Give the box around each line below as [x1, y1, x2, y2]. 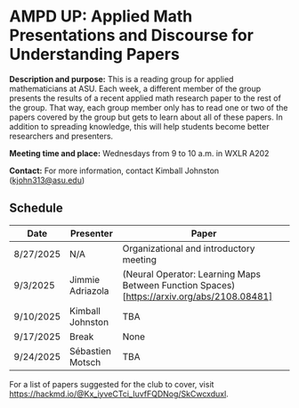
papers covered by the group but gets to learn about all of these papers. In [9, 112, 283, 122]
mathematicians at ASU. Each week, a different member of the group [9, 83, 261, 94]
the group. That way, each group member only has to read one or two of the [9, 102, 288, 112]
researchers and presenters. [9, 130, 114, 141]
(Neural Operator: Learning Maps [122, 268, 261, 280]
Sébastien [69, 345, 112, 357]
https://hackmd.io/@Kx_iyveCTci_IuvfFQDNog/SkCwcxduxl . [9, 388, 229, 399]
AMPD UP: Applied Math [9, 6, 193, 27]
